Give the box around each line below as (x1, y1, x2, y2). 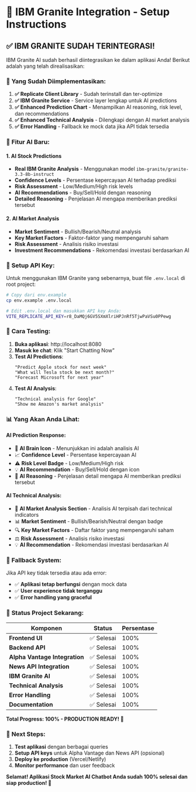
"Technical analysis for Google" (14, 396, 97, 402)
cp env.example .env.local (6, 298, 72, 303)
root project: (6, 281, 36, 288)
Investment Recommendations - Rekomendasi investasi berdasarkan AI (14, 247, 190, 254)
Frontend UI (9, 634, 43, 642)
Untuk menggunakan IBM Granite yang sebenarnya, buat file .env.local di (6, 274, 185, 281)
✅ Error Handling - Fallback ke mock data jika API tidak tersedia (14, 123, 170, 130)
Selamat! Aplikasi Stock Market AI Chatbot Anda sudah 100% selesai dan (6, 773, 188, 780)
